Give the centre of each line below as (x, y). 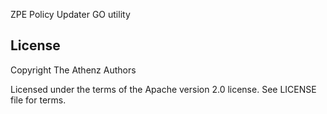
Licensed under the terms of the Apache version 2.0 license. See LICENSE (163, 89)
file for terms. (38, 100)
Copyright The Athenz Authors (73, 70)
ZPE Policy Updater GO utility (70, 14)
